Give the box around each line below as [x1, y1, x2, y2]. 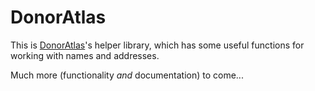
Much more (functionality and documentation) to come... [10, 69, 244, 81]
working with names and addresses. [10, 49, 160, 61]
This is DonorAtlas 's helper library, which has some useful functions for [10, 39, 305, 51]
